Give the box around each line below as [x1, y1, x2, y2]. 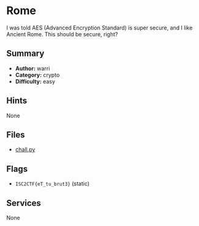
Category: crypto [15, 71, 60, 79]
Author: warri [15, 64, 50, 72]
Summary [6, 49, 45, 59]
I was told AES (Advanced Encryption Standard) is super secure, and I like [6, 24, 193, 31]
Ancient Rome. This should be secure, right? [6, 30, 118, 37]
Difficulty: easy [15, 77, 56, 85]
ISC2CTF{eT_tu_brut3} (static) [15, 180, 90, 187]
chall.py [15, 146, 36, 154]
